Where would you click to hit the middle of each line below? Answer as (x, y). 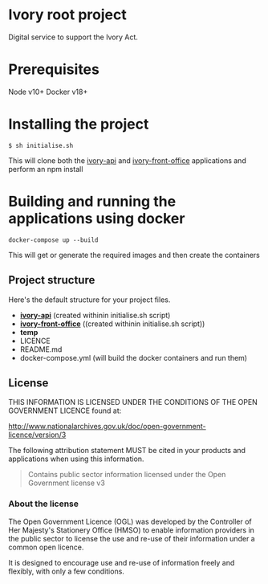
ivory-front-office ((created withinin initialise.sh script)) (112, 324)
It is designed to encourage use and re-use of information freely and (122, 562)
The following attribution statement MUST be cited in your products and (127, 451)
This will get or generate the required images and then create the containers (134, 255)
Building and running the (92, 202)
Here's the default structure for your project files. (89, 300)
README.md (41, 349)
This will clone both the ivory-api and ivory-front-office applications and (127, 160)
